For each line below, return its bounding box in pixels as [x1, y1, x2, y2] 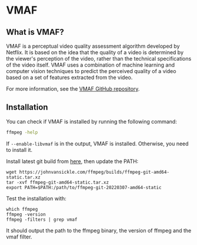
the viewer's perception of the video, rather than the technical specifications [6, 55, 192, 62]
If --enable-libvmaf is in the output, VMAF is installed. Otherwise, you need [6, 140, 189, 147]
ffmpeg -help [6, 129, 38, 135]
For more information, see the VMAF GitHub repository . [6, 85, 140, 92]
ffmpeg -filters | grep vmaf [6, 216, 78, 223]
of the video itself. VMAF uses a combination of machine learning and [6, 61, 175, 68]
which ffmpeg [6, 206, 38, 212]
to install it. [6, 146, 33, 153]
